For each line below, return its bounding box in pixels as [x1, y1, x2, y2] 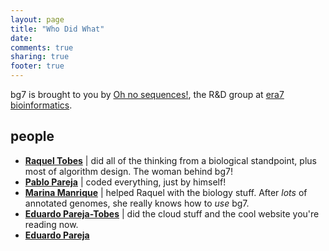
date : [10, 33, 33, 43]
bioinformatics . [10, 99, 73, 111]
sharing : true [10, 52, 70, 62]
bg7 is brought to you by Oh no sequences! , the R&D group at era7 [10, 89, 285, 100]
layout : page [10, 14, 65, 25]
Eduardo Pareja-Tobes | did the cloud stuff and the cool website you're [24, 207, 320, 220]
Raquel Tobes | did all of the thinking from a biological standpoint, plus [24, 154, 317, 166]
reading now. [24, 218, 79, 230]
